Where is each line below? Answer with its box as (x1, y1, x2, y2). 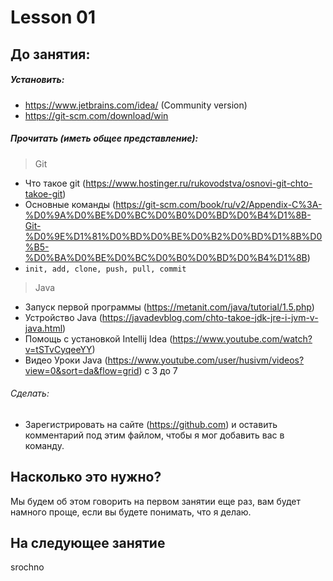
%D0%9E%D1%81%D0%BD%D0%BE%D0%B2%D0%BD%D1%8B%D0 (24, 230, 323, 242)
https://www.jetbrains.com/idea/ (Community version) (24, 99, 248, 111)
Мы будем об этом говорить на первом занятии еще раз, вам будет (10, 495, 302, 507)
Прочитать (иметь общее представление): (10, 132, 199, 145)
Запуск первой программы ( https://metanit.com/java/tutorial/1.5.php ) (24, 301, 315, 313)
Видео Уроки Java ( (24, 354, 108, 366)
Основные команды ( (24, 198, 117, 210)
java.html (24, 322, 63, 334)
